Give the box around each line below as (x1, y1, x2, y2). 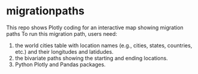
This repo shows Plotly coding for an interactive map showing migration (6, 24, 184, 31)
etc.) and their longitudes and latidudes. (14, 48, 114, 55)
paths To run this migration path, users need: (6, 30, 118, 37)
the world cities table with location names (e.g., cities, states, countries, (14, 42, 193, 49)
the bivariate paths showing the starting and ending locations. (14, 54, 168, 61)
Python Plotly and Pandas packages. (14, 61, 106, 68)
